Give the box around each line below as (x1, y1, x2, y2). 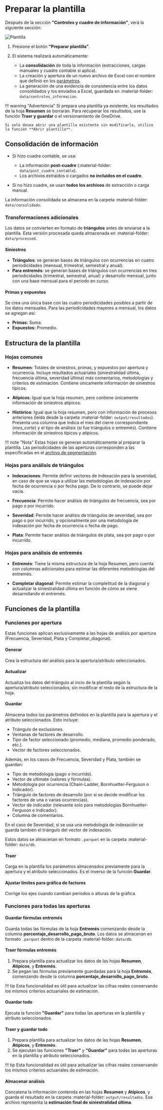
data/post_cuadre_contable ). (19, 167, 77, 173)
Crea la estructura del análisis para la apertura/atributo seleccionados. (5, 658, 146, 663)
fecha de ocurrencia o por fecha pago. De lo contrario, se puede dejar (12, 483, 153, 489)
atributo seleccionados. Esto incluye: (5, 717, 79, 723)
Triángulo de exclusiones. (12, 726, 64, 733)
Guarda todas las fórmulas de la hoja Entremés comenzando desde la (5, 926, 145, 931)
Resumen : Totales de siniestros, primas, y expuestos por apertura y (12, 365, 148, 371)
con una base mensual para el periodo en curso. (12, 278, 109, 284)
